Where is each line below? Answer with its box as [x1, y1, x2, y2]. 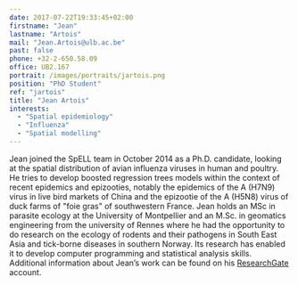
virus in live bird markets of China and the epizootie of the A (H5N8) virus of [9, 191, 289, 201]
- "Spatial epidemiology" [17, 112, 114, 121]
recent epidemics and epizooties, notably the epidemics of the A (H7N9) [9, 182, 276, 192]
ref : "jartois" [9, 87, 66, 96]
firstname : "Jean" [9, 21, 78, 30]
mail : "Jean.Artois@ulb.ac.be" [9, 37, 126, 47]
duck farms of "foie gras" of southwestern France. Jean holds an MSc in [9, 200, 277, 211]
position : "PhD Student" [9, 79, 102, 88]
